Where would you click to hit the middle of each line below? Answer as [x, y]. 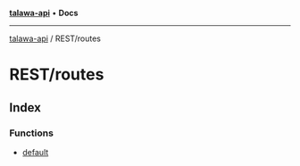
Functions [31, 133]
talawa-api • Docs [44, 13]
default [35, 152]
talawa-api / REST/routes [55, 38]
